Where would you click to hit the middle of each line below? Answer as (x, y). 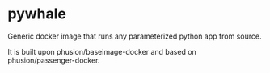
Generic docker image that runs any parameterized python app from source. (135, 36)
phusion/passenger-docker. (54, 60)
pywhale (37, 14)
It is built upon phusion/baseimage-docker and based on (102, 51)
